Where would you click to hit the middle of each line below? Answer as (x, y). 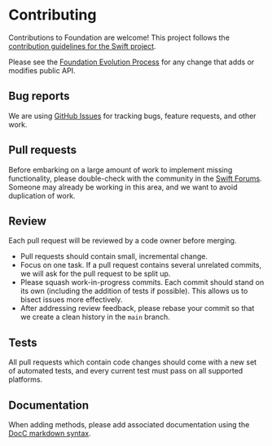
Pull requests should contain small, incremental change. (114, 256)
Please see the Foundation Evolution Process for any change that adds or (132, 62)
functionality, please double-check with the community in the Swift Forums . (135, 178)
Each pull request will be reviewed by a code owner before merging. (123, 241)
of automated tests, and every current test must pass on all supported (126, 371)
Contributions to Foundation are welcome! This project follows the (119, 37)
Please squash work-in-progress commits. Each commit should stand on (142, 282)
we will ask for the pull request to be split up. (95, 273)
